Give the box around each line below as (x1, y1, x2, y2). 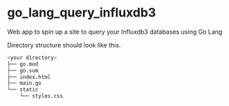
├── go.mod (7, 61, 39, 67)
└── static (7, 86, 39, 94)
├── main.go (7, 80, 42, 87)
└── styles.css (19, 93, 64, 100)
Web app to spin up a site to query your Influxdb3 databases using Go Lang (7, 28, 223, 36)
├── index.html (7, 74, 51, 81)
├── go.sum (7, 67, 39, 74)
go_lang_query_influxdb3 (7, 5, 156, 21)
